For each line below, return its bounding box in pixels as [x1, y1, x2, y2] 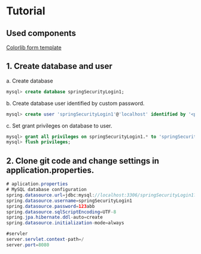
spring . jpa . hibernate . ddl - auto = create [6, 214, 103, 220]
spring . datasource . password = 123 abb [6, 203, 95, 209]
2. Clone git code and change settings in [6, 156, 160, 166]
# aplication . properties [6, 181, 68, 187]
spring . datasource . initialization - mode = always [6, 220, 124, 226]
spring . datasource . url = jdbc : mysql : [6, 192, 95, 198]
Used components [6, 28, 77, 38]
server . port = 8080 [6, 241, 50, 248]
